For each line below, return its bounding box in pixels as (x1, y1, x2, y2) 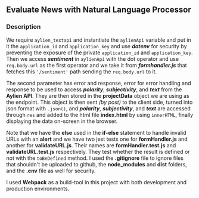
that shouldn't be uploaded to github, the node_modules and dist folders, (6, 160, 188, 168)
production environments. (6, 185, 70, 192)
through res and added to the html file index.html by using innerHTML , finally (6, 111, 194, 118)
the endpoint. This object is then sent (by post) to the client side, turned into (6, 98, 193, 106)
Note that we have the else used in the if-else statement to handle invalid (6, 129, 186, 136)
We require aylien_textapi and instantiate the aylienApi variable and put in (6, 36, 192, 44)
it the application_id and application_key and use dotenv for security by (6, 42, 187, 49)
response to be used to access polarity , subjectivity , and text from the (6, 86, 182, 93)
